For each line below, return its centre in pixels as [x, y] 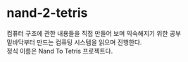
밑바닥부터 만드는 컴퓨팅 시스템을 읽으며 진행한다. [74, 42]
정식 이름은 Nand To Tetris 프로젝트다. [60, 51]
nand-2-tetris [47, 13]
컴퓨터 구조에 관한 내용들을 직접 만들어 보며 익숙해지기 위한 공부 [94, 33]
